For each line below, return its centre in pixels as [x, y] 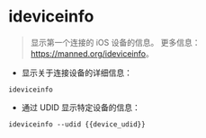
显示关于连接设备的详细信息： [76, 73]
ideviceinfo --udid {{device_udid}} [77, 124]
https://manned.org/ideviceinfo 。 [92, 53]
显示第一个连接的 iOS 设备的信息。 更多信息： [115, 42]
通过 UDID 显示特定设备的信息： [81, 107]
